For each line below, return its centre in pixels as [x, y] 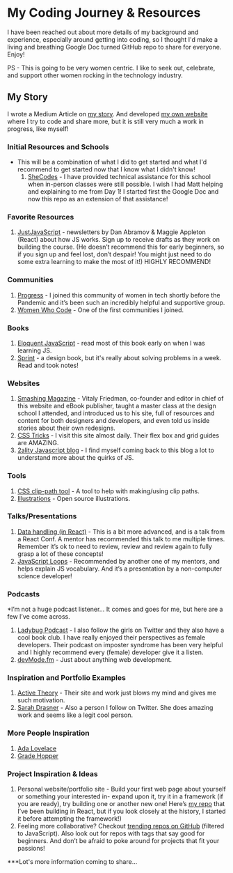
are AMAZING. [38, 443]
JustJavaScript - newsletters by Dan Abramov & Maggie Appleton [112, 232]
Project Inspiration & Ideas [53, 773]
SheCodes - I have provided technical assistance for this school [119, 177]
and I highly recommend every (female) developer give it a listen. [110, 652]
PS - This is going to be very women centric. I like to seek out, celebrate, [111, 68]
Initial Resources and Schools [58, 146]
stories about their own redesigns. [66, 428]
